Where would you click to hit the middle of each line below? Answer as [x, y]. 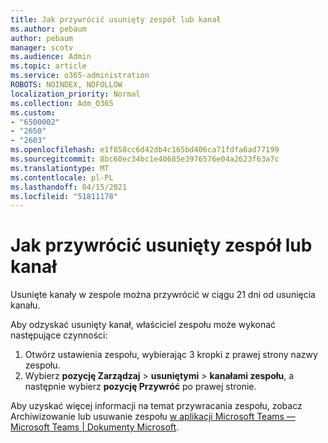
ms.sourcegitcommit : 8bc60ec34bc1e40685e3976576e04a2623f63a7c [145, 159]
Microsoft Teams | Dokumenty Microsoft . [95, 427]
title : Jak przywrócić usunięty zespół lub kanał [116, 19]
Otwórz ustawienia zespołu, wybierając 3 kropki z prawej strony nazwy [171, 355]
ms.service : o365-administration [80, 76]
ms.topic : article [48, 66]
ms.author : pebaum [48, 29]
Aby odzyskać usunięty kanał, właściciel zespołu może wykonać [143, 325]
